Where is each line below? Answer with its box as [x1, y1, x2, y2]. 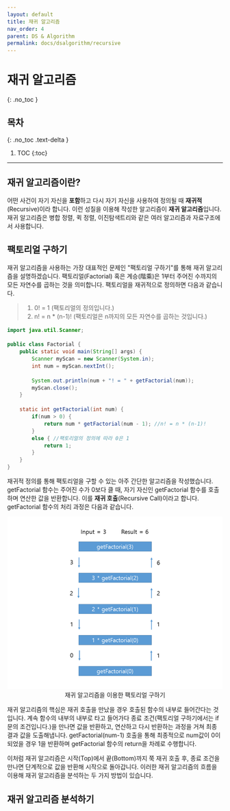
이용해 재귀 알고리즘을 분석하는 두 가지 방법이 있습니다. [7, 771, 153, 780]
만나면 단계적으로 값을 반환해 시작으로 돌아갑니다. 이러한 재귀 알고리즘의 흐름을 [7, 763, 218, 771]
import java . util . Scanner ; [7, 326, 84, 333]
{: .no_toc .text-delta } [7, 136, 69, 144]
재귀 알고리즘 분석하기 [7, 793, 94, 805]
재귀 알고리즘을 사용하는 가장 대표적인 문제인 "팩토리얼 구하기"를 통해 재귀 [7, 263, 205, 272]
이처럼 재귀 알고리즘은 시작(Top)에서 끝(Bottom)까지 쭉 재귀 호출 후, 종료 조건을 [7, 754, 220, 762]
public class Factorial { [7, 341, 81, 348]
